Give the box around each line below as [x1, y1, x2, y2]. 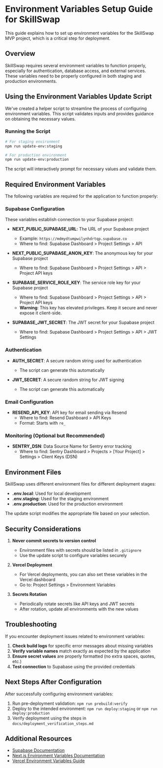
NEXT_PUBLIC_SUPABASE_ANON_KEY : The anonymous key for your [12, 250, 153, 256]
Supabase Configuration [5, 205, 65, 212]
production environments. [5, 78, 57, 84]
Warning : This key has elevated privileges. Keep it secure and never [19, 305, 158, 311]
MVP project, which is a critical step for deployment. [5, 35, 111, 41]
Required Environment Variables [5, 180, 106, 188]
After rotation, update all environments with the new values [19, 606, 139, 612]
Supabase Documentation [12, 747, 65, 753]
